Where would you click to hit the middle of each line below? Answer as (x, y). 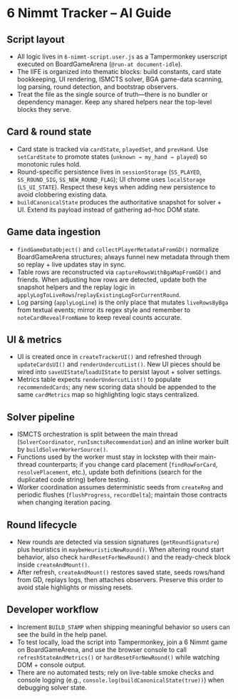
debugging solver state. (52, 687)
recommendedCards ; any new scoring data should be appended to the (117, 387)
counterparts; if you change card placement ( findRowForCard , (128, 465)
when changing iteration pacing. (64, 502)
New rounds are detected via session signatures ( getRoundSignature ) (118, 542)
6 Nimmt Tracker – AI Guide (89, 13)
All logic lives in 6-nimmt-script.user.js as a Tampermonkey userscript (122, 56)
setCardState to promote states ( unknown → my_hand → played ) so (112, 156)
